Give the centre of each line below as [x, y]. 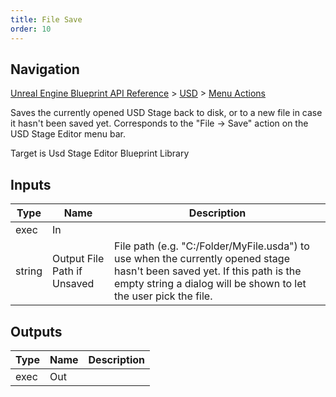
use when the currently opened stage [202, 259]
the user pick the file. [163, 296]
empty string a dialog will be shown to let [210, 284]
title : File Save [46, 19]
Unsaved [73, 284]
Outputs [36, 331]
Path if [67, 271]
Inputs [31, 184]
